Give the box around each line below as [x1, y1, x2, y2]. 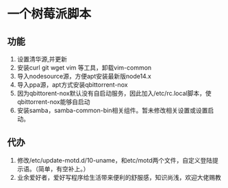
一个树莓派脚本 [7, 6, 92, 22]
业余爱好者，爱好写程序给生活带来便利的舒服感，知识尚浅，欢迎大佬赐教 [16, 173, 221, 181]
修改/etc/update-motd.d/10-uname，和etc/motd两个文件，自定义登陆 [16, 156, 213, 164]
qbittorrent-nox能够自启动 [16, 98, 90, 106]
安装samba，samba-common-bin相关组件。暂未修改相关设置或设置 [16, 107, 208, 114]
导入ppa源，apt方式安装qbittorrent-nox [16, 81, 128, 89]
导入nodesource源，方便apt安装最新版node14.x [16, 72, 152, 80]
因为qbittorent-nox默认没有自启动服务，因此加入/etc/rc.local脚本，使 [16, 90, 212, 97]
